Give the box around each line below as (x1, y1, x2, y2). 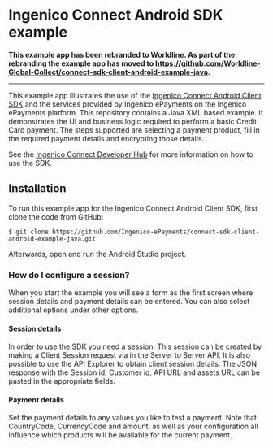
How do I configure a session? (8, 269, 130, 281)
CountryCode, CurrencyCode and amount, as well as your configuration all (8, 421, 258, 432)
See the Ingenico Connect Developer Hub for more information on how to (8, 149, 253, 159)
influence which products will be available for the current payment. (8, 430, 232, 440)
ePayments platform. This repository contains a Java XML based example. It (8, 107, 264, 117)
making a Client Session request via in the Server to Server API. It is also (8, 350, 250, 360)
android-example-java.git (8, 234, 96, 243)
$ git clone (8, 228, 49, 236)
